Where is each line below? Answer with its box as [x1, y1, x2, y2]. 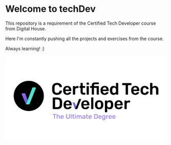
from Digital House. [5, 25, 46, 31]
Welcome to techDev [5, 3, 96, 15]
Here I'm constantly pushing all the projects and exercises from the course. [5, 35, 164, 42]
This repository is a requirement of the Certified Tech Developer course [5, 20, 156, 26]
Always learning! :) [5, 45, 45, 51]
